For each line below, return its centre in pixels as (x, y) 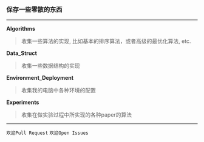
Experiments (23, 102)
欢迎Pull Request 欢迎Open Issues (48, 133)
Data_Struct (22, 53)
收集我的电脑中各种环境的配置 (58, 90)
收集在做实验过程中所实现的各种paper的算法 (76, 115)
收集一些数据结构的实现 (50, 66)
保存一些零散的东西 (34, 9)
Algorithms (21, 29)
